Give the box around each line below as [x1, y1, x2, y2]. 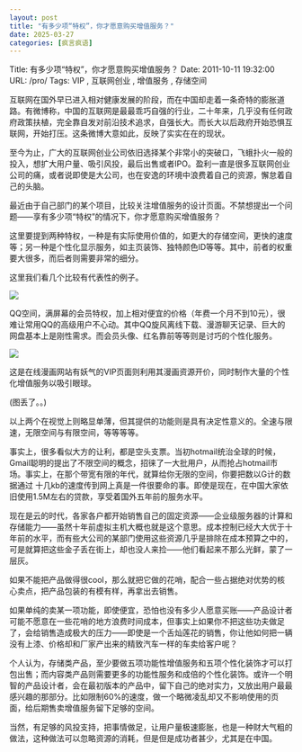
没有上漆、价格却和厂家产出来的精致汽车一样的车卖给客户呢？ [9, 639, 238, 649]
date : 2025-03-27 [9, 30, 75, 39]
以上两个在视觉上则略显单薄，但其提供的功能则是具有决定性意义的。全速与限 [9, 416, 293, 427]
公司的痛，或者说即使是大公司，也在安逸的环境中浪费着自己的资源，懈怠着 [9, 170, 285, 181]
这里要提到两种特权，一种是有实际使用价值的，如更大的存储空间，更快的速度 [9, 230, 293, 241]
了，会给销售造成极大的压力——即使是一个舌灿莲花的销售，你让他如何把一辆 [9, 627, 293, 639]
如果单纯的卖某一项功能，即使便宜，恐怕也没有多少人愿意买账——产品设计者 [9, 604, 293, 616]
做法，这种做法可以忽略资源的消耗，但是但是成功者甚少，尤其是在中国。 [9, 733, 277, 744]
